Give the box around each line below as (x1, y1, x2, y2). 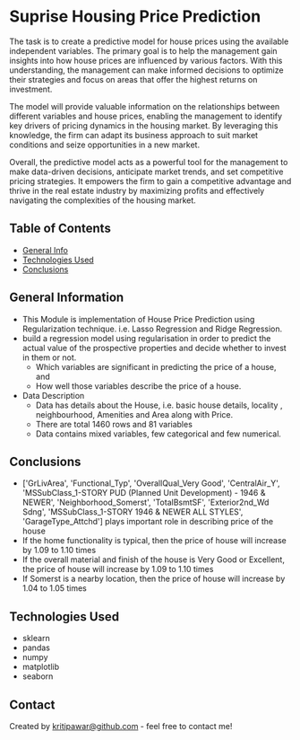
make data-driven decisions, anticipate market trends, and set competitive (9, 166, 284, 177)
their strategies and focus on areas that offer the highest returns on (9, 74, 258, 84)
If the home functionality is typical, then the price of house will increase (21, 535, 287, 546)
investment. (9, 84, 53, 94)
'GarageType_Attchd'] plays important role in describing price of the (21, 516, 274, 527)
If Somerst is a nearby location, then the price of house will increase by (21, 573, 286, 585)
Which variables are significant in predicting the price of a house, (35, 361, 277, 372)
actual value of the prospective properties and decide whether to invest (21, 342, 287, 353)
